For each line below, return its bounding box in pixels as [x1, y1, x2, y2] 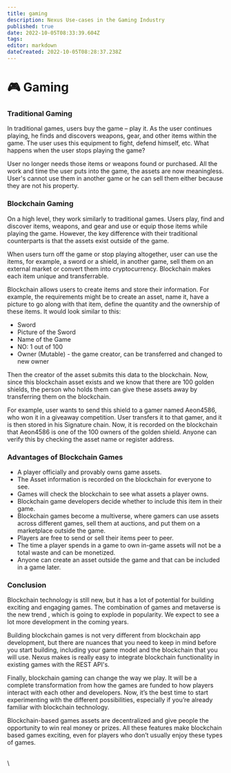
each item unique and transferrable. [7, 271, 109, 280]
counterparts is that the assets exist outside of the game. [7, 236, 170, 245]
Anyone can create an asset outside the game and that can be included [17, 555, 220, 564]
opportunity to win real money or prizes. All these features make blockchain [7, 724, 222, 732]
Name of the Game [17, 335, 71, 343]
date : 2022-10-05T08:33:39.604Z [7, 29, 100, 37]
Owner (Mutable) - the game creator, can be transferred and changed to [17, 349, 223, 358]
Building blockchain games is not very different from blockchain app [7, 631, 201, 639]
